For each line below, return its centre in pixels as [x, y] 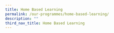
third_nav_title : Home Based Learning [45, 23]
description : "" [22, 18]
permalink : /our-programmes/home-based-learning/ [57, 14]
